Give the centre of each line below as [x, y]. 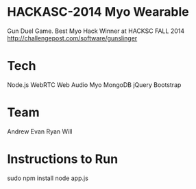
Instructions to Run [63, 159]
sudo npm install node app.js [48, 178]
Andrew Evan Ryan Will [40, 131]
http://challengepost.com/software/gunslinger [72, 38]
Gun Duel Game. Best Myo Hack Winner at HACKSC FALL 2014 [96, 31]
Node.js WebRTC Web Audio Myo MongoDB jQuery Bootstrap [94, 85]
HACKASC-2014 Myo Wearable [98, 12]
